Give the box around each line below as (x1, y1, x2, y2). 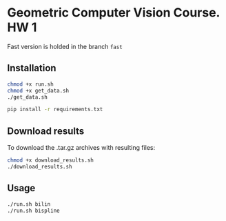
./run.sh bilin (7, 200, 51, 208)
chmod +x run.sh (7, 81, 54, 88)
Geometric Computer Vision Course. (7, 5, 220, 21)
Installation (7, 62, 56, 74)
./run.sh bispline (7, 207, 60, 214)
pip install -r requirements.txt (7, 106, 103, 113)
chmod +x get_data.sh (7, 87, 70, 94)
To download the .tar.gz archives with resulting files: (7, 144, 156, 152)
